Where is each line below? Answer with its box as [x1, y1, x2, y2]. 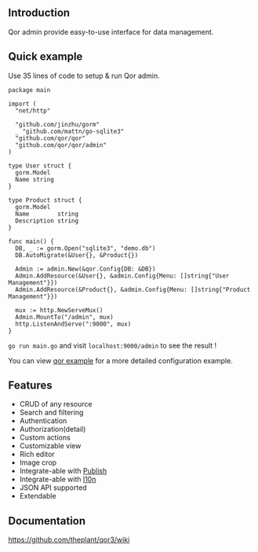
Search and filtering [19, 408, 84, 418]
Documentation [8, 514, 86, 528]
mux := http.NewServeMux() [15, 306, 104, 314]
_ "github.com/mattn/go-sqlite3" [15, 127, 125, 135]
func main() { [8, 237, 55, 245]
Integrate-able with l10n [19, 475, 96, 484]
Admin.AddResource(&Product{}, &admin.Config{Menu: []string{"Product [15, 285, 251, 293]
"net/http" [15, 106, 51, 115]
